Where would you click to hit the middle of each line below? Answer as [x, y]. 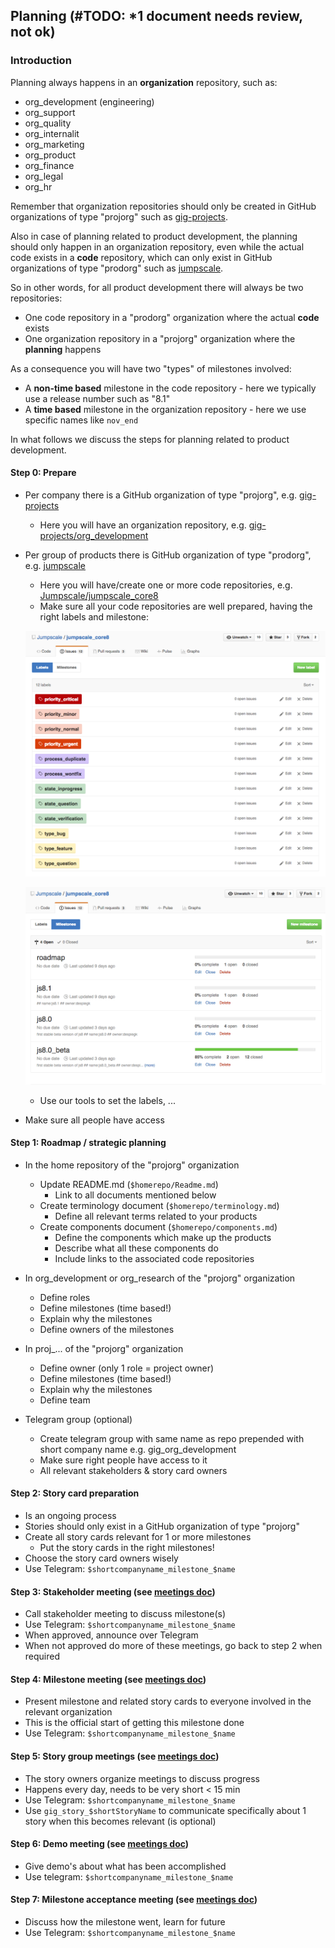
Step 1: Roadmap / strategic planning [88, 1143]
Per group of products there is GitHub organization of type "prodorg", [168, 555]
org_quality [48, 123]
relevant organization [68, 1712]
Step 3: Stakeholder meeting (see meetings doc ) [113, 1591]
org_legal [44, 176]
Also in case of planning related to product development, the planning [154, 236]
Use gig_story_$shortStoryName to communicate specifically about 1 [165, 1810]
